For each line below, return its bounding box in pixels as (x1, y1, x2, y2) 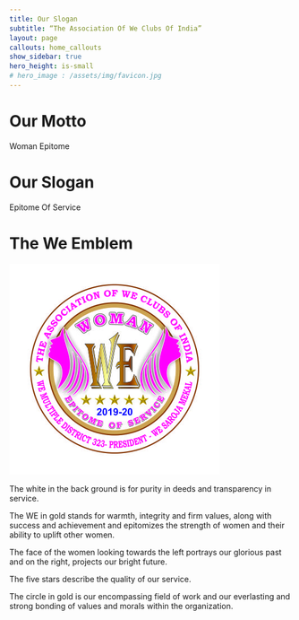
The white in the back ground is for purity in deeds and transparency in (9, 483, 271, 493)
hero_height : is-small (9, 62, 94, 71)
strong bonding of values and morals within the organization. (9, 600, 234, 611)
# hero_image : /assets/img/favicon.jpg (9, 72, 163, 81)
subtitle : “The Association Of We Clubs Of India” (9, 23, 202, 33)
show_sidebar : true (9, 52, 82, 62)
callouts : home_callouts (9, 43, 102, 52)
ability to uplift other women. (9, 529, 115, 540)
